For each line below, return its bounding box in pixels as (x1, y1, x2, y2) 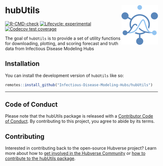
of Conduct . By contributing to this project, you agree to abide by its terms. (5, 119, 155, 124)
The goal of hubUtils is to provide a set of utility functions (5, 35, 121, 41)
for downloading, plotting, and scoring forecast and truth (5, 40, 119, 46)
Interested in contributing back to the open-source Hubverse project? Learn (5, 145, 157, 151)
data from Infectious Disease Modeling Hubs (5, 45, 95, 51)
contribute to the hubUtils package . (5, 155, 76, 162)
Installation (5, 60, 40, 68)
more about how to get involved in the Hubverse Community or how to (5, 151, 146, 156)
